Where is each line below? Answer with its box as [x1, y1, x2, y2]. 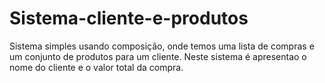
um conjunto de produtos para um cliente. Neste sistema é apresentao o [9, 50, 307, 62]
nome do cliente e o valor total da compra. [9, 61, 184, 73]
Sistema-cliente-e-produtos [9, 7, 249, 30]
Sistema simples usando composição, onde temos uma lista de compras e [9, 40, 315, 52]
